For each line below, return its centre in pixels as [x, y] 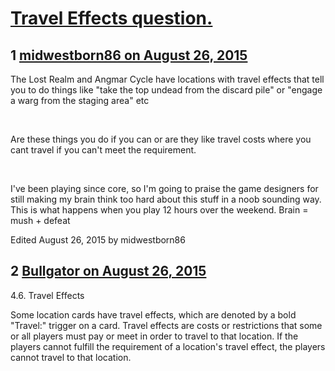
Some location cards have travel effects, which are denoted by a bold [153, 314]
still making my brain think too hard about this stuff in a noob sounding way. [166, 199]
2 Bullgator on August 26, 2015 [108, 271]
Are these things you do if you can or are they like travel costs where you [161, 139]
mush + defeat [40, 220]
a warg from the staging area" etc [80, 100]
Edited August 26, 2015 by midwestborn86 [98, 240]
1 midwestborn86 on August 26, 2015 [129, 55]
